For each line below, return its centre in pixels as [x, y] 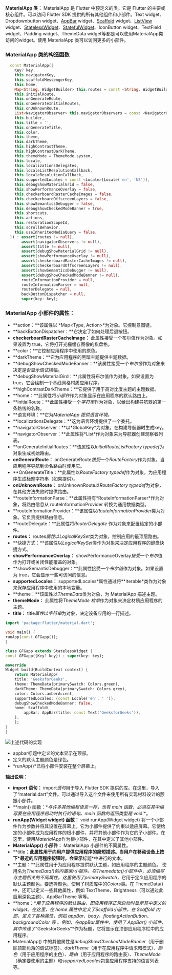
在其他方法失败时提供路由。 [42, 492]
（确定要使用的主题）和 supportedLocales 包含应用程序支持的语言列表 [86, 961]
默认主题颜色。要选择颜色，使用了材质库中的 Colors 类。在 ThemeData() [88, 884]
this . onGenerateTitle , [39, 128]
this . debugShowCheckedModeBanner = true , [59, 209]
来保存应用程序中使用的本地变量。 [49, 588]
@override [16, 665]
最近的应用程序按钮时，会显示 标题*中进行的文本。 [72, 858]
